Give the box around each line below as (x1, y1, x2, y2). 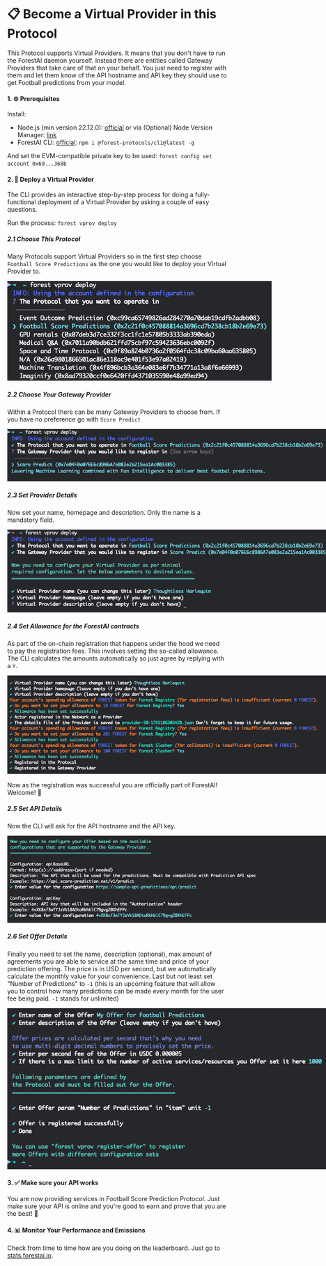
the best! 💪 (7, 1210, 38, 1218)
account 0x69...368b (7, 160, 68, 168)
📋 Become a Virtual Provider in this (7, 6, 217, 22)
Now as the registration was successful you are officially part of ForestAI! (7, 781, 218, 789)
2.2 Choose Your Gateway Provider (7, 390, 111, 399)
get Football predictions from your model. (7, 78, 127, 86)
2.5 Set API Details (7, 805, 63, 812)
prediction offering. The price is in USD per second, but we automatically (7, 964, 217, 973)
